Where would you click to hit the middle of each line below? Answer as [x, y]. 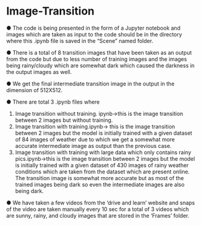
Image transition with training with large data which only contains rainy [103, 152]
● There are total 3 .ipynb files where [53, 102]
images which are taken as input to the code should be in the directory [94, 34]
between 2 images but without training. [64, 120]
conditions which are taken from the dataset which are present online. [102, 172]
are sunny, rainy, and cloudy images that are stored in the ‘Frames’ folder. [98, 215]
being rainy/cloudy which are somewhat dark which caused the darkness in [100, 65]
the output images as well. [39, 72]
